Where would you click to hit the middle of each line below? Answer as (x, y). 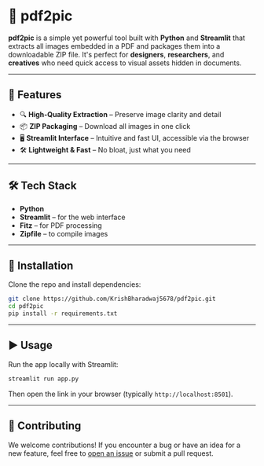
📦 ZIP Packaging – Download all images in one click (105, 126)
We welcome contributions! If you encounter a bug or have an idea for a (125, 445)
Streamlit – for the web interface (72, 217)
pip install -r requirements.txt (63, 314)
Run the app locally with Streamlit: (63, 364)
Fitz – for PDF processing (60, 225)
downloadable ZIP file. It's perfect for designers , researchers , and (116, 54)
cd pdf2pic (26, 306)
